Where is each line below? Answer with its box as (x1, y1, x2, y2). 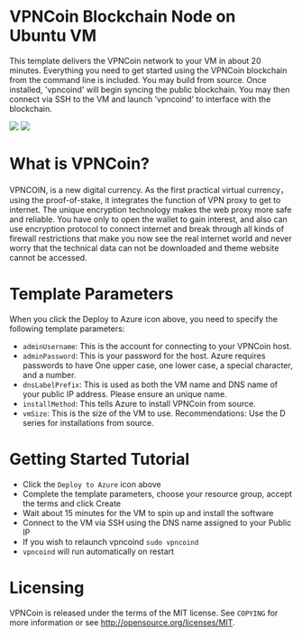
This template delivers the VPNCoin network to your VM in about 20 (9, 55, 261, 66)
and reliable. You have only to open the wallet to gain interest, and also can (9, 214, 288, 225)
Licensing (9, 577, 85, 597)
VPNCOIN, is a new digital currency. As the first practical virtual (9, 184, 245, 195)
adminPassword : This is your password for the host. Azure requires (22, 350, 266, 361)
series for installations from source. (22, 417, 155, 428)
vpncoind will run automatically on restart (22, 546, 174, 557)
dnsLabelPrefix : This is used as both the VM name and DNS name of (22, 379, 279, 390)
